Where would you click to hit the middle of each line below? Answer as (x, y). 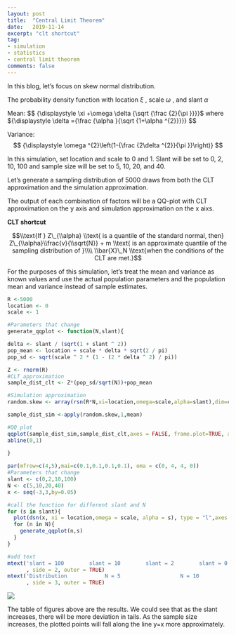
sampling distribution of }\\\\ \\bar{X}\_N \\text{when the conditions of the (118, 250)
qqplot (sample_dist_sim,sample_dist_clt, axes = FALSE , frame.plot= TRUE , (116, 434)
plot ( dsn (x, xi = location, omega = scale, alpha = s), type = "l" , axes (121, 518)
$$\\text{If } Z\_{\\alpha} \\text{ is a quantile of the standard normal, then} (118, 235)
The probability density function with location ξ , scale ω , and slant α (108, 100)
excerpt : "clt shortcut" (44, 33)
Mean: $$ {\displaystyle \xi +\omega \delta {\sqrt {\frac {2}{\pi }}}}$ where (116, 113)
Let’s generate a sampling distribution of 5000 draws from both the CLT (111, 180)
